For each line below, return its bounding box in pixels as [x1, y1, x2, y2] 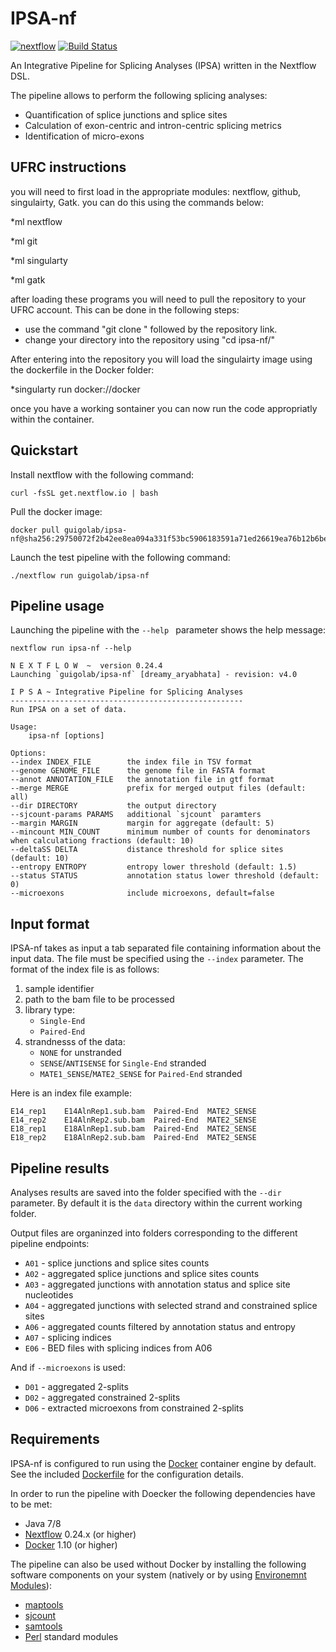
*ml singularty [10, 254, 68, 266]
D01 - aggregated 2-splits [24, 1381, 129, 1392]
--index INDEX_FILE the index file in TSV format [10, 757, 253, 767]
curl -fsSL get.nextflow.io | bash [10, 488, 159, 498]
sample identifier [24, 983, 95, 995]
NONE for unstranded [39, 1047, 122, 1059]
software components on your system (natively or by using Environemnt [10, 1568, 307, 1581]
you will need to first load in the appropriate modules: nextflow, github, [10, 185, 301, 197]
